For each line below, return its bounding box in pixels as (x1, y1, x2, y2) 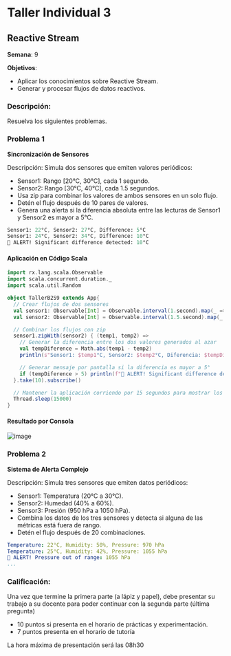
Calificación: (7, 577, 51, 587)
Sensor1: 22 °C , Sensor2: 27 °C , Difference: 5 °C (7, 226, 146, 233)
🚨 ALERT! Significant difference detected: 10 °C (7, 239, 149, 246)
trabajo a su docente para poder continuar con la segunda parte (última (7, 600, 210, 608)
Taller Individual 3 (7, 5, 111, 21)
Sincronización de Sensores (7, 150, 89, 158)
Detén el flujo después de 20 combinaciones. (16, 528, 146, 536)
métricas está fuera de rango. (16, 521, 102, 529)
